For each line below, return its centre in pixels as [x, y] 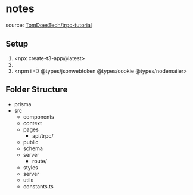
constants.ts [38, 186]
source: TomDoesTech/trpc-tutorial [49, 25]
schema [33, 148]
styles [30, 167]
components [38, 117]
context [32, 123]
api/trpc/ [43, 135]
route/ [39, 161]
